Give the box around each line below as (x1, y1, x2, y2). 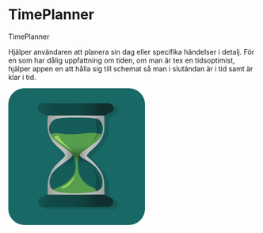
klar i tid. (8, 72, 37, 82)
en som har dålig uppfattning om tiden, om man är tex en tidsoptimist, (8, 55, 235, 65)
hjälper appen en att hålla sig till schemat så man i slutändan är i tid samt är (8, 63, 253, 73)
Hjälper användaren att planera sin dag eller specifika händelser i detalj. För (8, 47, 255, 56)
